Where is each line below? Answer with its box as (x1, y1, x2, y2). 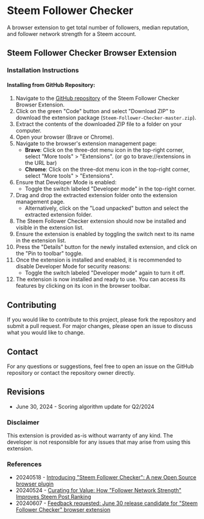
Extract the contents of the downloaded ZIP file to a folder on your (15, 120, 182, 128)
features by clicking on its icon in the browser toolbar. (15, 282, 151, 290)
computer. (15, 127, 42, 134)
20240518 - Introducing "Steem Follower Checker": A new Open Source (15, 474, 197, 481)
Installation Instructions (7, 66, 79, 75)
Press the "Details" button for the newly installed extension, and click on (15, 243, 197, 251)
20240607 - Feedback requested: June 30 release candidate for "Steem (15, 500, 198, 507)
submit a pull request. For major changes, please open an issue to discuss (7, 322, 193, 330)
